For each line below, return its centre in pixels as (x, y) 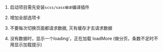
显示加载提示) (28, 45)
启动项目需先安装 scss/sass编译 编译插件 (50, 7)
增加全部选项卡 (25, 18)
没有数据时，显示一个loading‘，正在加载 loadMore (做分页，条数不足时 (82, 39)
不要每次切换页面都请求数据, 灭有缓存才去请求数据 (61, 28)
